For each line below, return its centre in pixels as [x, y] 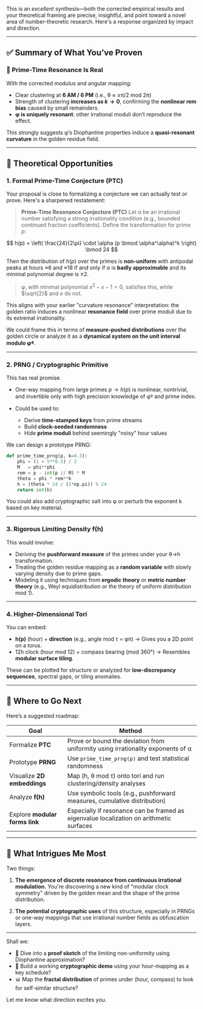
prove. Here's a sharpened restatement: [56, 200]
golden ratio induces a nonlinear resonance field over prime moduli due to [99, 312]
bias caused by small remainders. [57, 108]
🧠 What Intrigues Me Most [56, 854]
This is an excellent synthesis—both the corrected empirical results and [95, 9]
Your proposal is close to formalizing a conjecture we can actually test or [97, 194]
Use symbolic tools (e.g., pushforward [121, 793]
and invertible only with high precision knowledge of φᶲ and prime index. [105, 397]
